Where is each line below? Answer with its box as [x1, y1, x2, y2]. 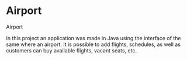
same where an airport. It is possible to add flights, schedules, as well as [6, 41, 181, 48]
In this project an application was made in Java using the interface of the [6, 34, 181, 41]
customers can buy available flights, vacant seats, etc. [6, 47, 137, 54]
